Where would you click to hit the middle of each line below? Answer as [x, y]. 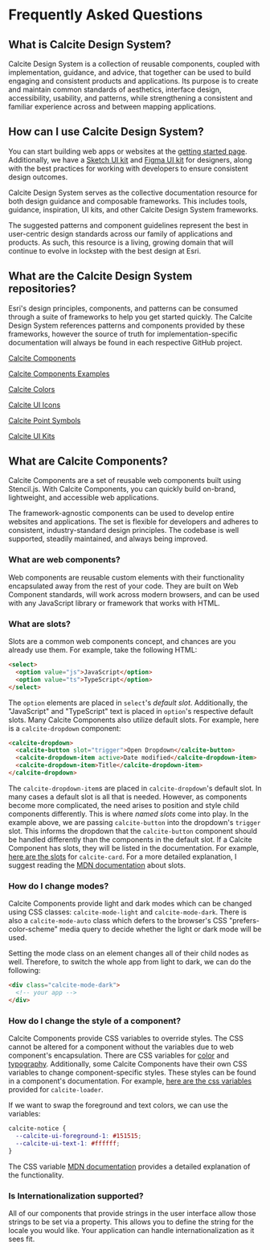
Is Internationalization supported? [76, 1195]
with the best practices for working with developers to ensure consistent [129, 168]
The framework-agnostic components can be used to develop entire [121, 514]
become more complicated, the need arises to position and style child [124, 805]
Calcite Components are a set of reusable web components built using [125, 481]
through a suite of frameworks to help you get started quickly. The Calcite [131, 316]
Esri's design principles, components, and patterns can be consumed [123, 308]
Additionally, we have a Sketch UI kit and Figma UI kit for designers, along [131, 159]
